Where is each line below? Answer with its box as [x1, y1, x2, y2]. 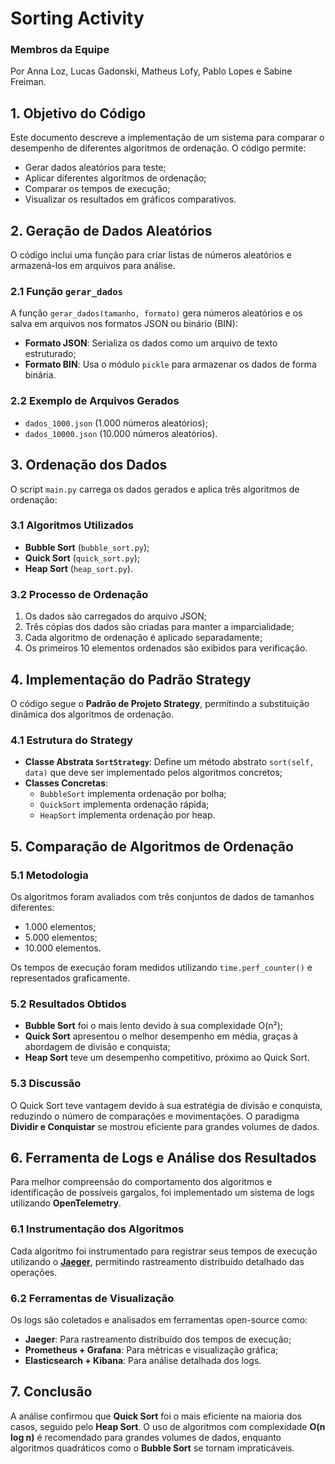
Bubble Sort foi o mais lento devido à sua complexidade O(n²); [24, 1020, 284, 1032]
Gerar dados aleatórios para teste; [24, 162, 167, 174]
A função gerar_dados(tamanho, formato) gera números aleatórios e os [10, 307, 303, 319]
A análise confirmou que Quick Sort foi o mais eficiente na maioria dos [10, 1410, 302, 1422]
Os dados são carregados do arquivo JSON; [24, 610, 207, 622]
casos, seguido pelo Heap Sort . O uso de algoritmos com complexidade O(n [10, 1420, 326, 1432]
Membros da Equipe [10, 43, 110, 57]
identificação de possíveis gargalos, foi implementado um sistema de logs [10, 1187, 315, 1199]
